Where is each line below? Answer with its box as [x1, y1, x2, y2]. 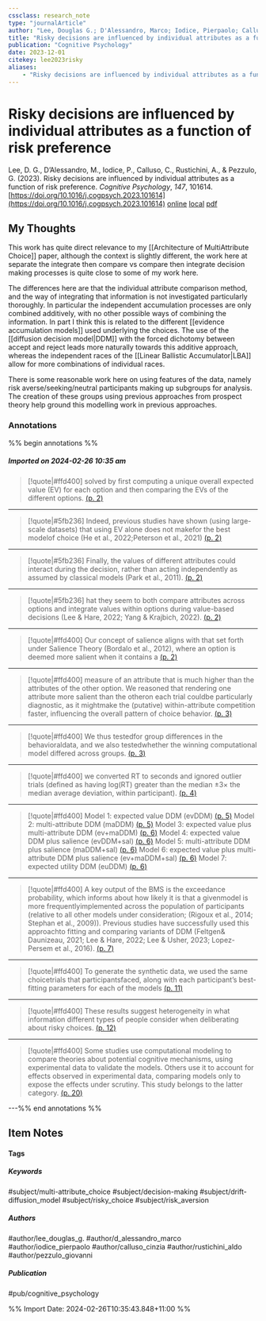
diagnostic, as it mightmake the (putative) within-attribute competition [27, 700, 256, 709]
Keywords [8, 1167, 43, 1176]
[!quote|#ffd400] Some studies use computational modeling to [27, 1045, 232, 1055]
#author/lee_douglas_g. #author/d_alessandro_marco [8, 1233, 182, 1243]
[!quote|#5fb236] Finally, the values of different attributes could [27, 555, 236, 565]
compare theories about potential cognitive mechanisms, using [27, 1054, 234, 1064]
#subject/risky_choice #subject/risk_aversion [62, 1195, 210, 1204]
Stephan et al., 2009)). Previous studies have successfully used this [27, 918, 249, 928]
